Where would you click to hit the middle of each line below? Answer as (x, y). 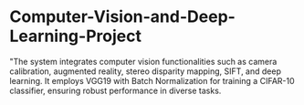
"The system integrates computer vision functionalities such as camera (143, 61)
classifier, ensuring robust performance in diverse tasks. (115, 90)
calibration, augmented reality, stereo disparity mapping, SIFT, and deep (145, 71)
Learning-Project (75, 36)
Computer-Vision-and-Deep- (122, 17)
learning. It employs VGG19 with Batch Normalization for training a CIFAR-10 (152, 80)
